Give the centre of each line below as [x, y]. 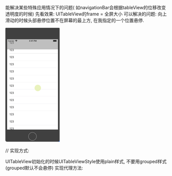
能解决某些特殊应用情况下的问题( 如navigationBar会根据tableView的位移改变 [85, 7]
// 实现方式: [17, 151]
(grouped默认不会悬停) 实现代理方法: [44, 168]
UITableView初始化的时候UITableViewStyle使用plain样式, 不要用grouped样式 [86, 161]
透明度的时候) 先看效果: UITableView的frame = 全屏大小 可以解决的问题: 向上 [86, 14]
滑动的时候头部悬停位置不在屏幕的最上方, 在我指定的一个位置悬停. [75, 20]
